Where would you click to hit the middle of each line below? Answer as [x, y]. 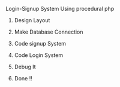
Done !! [23, 78]
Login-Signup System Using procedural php [60, 9]
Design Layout [32, 20]
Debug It [25, 67]
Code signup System [40, 43]
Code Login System [39, 55]
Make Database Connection [49, 32]
